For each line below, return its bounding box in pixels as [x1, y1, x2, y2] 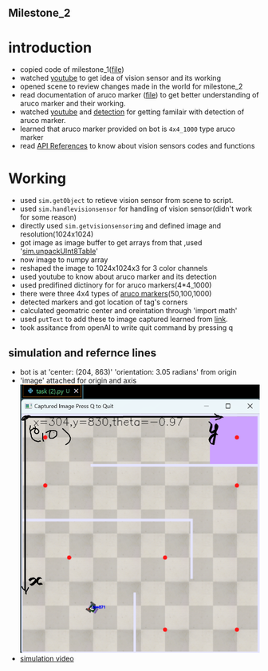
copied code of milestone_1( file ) [19, 65, 125, 74]
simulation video [19, 653, 74, 663]
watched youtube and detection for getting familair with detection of [19, 107, 245, 117]
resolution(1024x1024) [19, 229, 94, 239]
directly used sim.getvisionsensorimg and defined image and [19, 221, 222, 231]
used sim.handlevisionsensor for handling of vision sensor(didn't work [19, 204, 253, 214]
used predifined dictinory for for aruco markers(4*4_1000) [19, 280, 212, 290]
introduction [8, 38, 93, 57]
